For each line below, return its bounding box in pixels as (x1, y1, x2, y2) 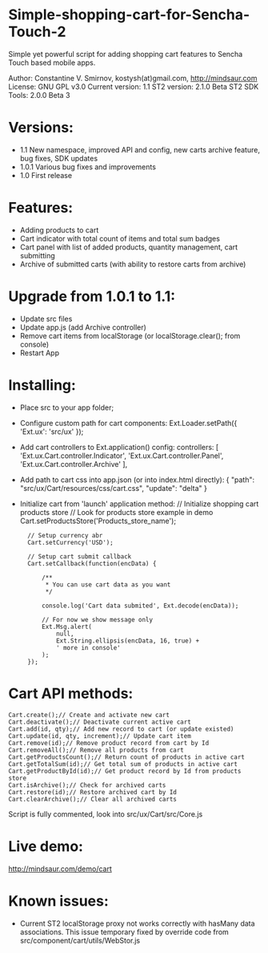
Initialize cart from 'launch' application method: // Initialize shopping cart (19, 499, 259, 509)
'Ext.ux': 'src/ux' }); (19, 427, 84, 436)
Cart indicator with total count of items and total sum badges (19, 233, 220, 243)
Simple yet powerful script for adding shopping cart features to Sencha (8, 49, 243, 59)
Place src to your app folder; (19, 403, 114, 412)
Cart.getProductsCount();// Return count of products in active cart (8, 752, 246, 761)
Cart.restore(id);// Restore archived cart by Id (8, 788, 178, 796)
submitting (19, 250, 56, 260)
